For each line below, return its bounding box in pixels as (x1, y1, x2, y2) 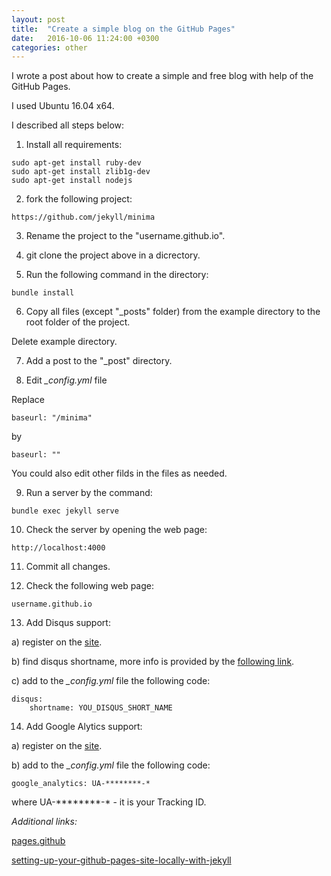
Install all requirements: (25, 139, 123, 151)
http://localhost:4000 (11, 543, 106, 553)
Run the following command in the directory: (25, 269, 209, 281)
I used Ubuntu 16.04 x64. (11, 100, 115, 112)
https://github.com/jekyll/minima (11, 212, 156, 223)
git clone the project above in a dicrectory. (25, 249, 201, 261)
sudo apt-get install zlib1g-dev (11, 167, 151, 177)
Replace (11, 394, 45, 406)
